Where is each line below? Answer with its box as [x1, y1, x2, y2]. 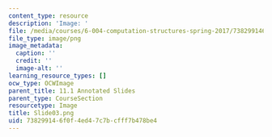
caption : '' [15, 49, 57, 57]
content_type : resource [8, 11, 89, 20]
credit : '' [15, 57, 53, 65]
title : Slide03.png [8, 110, 74, 118]
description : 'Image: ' [8, 19, 89, 27]
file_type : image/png [8, 34, 82, 43]
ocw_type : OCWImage [8, 79, 74, 87]
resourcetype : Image [8, 102, 79, 110]
